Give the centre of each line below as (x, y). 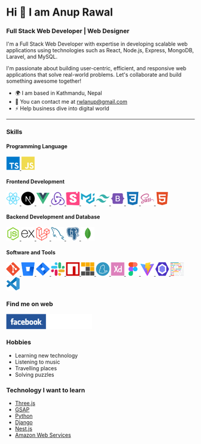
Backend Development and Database (53, 217)
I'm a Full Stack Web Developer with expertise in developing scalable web (97, 44)
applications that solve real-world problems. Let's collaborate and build (94, 75)
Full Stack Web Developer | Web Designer (68, 31)
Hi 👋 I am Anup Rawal (60, 12)
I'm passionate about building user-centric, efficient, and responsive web (96, 68)
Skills (14, 132)
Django (24, 422)
